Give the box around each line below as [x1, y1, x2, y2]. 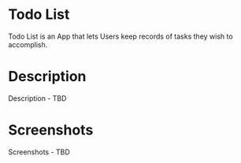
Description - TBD [8, 93, 67, 103]
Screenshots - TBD [8, 147, 71, 157]
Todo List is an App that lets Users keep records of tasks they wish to [8, 31, 234, 41]
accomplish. [8, 39, 48, 49]
